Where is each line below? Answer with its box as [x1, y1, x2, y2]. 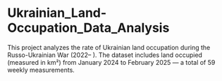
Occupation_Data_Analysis [7, 20, 170, 36]
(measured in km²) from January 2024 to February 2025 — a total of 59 [7, 58, 216, 66]
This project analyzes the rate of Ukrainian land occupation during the [7, 43, 211, 51]
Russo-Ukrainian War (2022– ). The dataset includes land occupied [7, 51, 203, 59]
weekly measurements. [7, 66, 75, 74]
